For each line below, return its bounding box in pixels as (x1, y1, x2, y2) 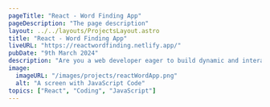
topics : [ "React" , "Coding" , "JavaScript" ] (8, 86, 157, 95)
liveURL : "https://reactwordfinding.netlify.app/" (8, 42, 182, 50)
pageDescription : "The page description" (8, 19, 149, 27)
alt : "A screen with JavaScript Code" (15, 79, 146, 87)
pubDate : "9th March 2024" (8, 49, 99, 57)
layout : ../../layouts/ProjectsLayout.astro (8, 27, 160, 35)
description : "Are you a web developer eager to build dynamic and (8, 57, 239, 65)
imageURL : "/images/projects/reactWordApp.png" (15, 72, 178, 80)
